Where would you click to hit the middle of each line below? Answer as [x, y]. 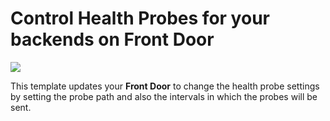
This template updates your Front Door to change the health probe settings [165, 86]
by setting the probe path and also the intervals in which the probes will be [164, 96]
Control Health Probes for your [140, 18]
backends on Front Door [112, 39]
